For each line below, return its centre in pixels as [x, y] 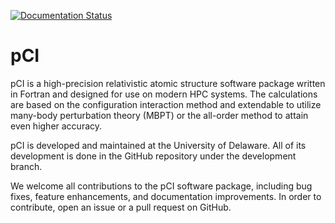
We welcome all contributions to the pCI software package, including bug [161, 186]
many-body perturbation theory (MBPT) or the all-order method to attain [159, 115]
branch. [26, 166]
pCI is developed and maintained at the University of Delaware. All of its [158, 145]
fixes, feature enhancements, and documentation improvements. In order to [166, 196]
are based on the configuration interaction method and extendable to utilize [166, 104]
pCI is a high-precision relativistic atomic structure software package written [168, 83]
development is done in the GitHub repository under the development [153, 156]
